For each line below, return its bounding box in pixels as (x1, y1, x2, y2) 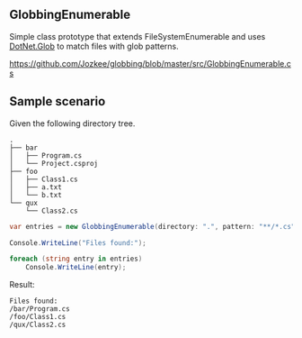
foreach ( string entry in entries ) (9, 254, 143, 264)
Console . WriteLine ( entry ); (25, 263, 127, 272)
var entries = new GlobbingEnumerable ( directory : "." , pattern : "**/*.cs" (9, 222, 296, 231)
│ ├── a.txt (9, 182, 63, 192)
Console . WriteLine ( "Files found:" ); (9, 238, 147, 247)
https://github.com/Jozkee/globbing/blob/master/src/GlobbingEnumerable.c (9, 58, 292, 69)
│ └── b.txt (9, 190, 63, 199)
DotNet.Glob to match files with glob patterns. (9, 41, 180, 51)
